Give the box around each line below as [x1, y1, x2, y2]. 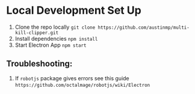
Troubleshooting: [6, 59, 73, 69]
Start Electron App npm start [14, 41, 87, 48]
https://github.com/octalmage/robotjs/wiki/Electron [14, 82, 150, 88]
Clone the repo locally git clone [14, 23, 96, 31]
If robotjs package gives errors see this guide [14, 74, 129, 81]
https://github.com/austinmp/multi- [97, 25, 190, 31]
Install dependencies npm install [14, 35, 98, 42]
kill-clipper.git [14, 29, 59, 36]
